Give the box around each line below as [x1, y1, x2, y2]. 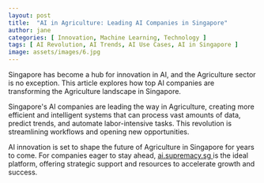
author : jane [8, 26, 51, 34]
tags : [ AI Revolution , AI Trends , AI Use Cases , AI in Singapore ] [8, 41, 239, 49]
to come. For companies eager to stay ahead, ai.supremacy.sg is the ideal [8, 151, 249, 160]
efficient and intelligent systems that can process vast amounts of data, [8, 110, 241, 119]
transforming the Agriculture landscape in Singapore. [8, 87, 182, 95]
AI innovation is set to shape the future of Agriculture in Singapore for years [8, 143, 255, 151]
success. [8, 167, 38, 177]
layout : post [8, 11, 51, 20]
